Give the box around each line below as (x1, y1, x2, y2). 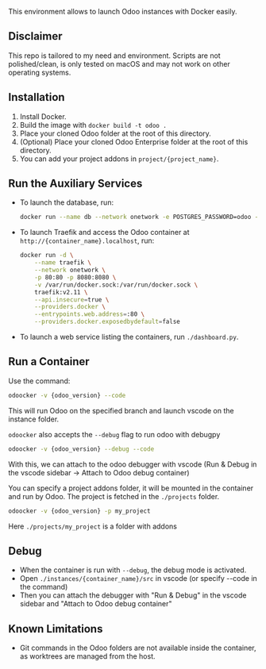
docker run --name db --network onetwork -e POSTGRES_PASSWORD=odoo (19, 213, 252, 221)
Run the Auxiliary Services (8, 177, 143, 190)
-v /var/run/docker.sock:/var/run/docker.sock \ (34, 281, 199, 289)
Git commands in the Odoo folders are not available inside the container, (19, 643, 256, 653)
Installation (8, 90, 65, 104)
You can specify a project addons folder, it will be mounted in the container (8, 483, 254, 493)
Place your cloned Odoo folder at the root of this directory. (19, 129, 212, 138)
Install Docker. (19, 111, 67, 121)
